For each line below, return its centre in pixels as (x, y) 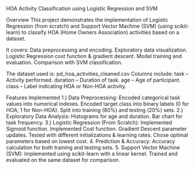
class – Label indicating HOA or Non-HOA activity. (66, 86)
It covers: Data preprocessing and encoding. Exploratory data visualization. (97, 50)
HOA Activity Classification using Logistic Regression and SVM (82, 9)
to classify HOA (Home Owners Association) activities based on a (100, 32)
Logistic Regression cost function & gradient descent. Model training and (94, 56)
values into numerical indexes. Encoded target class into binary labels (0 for (97, 104)
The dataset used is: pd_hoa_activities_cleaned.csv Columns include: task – (97, 74)
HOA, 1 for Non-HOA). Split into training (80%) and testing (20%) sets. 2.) (95, 110)
